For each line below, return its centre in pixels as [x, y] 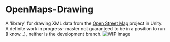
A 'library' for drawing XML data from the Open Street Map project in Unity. [84, 23]
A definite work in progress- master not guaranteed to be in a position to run [85, 28]
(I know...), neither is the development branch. [53, 34]
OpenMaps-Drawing [49, 9]
